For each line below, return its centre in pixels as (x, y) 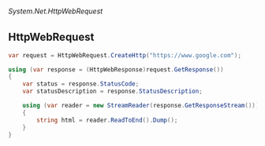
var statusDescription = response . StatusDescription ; (112, 91)
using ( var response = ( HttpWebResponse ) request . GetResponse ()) (116, 69)
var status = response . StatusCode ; (81, 84)
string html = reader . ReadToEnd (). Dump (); (107, 120)
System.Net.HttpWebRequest (56, 11)
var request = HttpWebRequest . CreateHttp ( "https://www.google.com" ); (125, 55)
